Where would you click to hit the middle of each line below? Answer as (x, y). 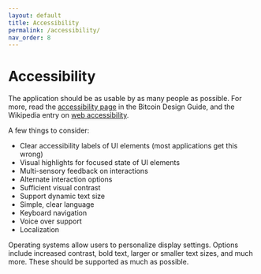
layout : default (35, 15)
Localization (39, 230)
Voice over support (50, 221)
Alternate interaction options (66, 179)
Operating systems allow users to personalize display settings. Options (123, 245)
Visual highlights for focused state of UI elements (99, 163)
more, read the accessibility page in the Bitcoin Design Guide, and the (121, 107)
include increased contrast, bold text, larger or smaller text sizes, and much (131, 253)
